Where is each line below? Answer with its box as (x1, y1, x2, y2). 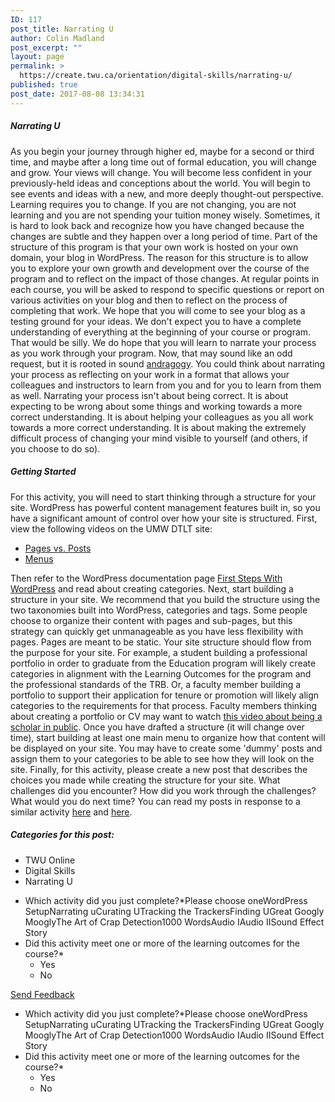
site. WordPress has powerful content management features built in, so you (10, 501, 321, 513)
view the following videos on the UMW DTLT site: (10, 522, 213, 535)
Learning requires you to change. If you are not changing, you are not (10, 198, 297, 210)
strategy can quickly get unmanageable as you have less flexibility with (10, 625, 304, 637)
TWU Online (24, 854, 76, 866)
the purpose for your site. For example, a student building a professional (10, 646, 308, 658)
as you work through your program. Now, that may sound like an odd (10, 347, 293, 359)
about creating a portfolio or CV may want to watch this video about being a (10, 710, 323, 722)
